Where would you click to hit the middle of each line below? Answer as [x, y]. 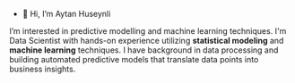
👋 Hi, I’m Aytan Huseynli [66, 14]
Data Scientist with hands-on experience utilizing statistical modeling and [147, 41]
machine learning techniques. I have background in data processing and [144, 50]
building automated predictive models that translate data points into [134, 59]
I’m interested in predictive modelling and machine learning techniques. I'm [148, 31]
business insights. [43, 69]
